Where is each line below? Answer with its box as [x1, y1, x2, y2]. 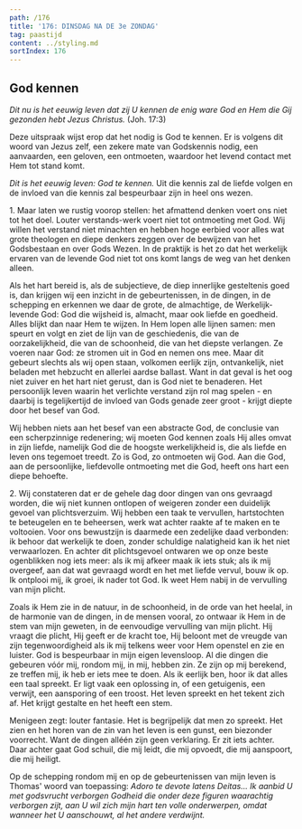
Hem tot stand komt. [9, 160, 86, 171]
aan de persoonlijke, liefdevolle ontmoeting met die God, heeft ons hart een [9, 460, 289, 471]
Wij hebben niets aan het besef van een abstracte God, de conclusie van [9, 422, 279, 433]
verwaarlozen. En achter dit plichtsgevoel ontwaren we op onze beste [9, 545, 269, 556]
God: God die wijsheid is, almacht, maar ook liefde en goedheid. [40, 308, 279, 319]
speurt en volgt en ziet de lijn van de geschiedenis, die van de [9, 327, 240, 339]
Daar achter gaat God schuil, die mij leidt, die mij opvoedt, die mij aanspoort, [9, 743, 293, 755]
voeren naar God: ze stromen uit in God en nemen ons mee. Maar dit [9, 347, 264, 358]
